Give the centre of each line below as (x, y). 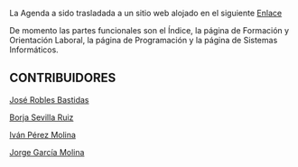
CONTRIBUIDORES (63, 78)
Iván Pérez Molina (43, 135)
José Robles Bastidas (49, 99)
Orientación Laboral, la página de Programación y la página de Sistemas (144, 40)
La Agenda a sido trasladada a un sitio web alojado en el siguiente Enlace (146, 13)
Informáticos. (34, 50)
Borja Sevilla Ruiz (42, 117)
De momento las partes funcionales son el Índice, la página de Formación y (149, 30)
